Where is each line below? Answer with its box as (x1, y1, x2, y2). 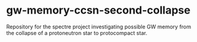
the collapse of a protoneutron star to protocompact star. (6, 29, 148, 36)
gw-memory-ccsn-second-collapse (6, 4, 191, 17)
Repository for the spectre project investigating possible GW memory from (6, 23, 192, 30)
